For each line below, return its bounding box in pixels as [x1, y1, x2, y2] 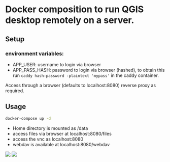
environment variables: [5, 50, 64, 57]
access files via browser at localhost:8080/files [12, 130, 112, 137]
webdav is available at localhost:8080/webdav [12, 141, 110, 147]
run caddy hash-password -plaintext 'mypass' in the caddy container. [12, 72, 159, 78]
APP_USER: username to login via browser [12, 61, 101, 67]
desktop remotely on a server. [5, 14, 134, 26]
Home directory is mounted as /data [12, 125, 88, 131]
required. [5, 88, 24, 94]
